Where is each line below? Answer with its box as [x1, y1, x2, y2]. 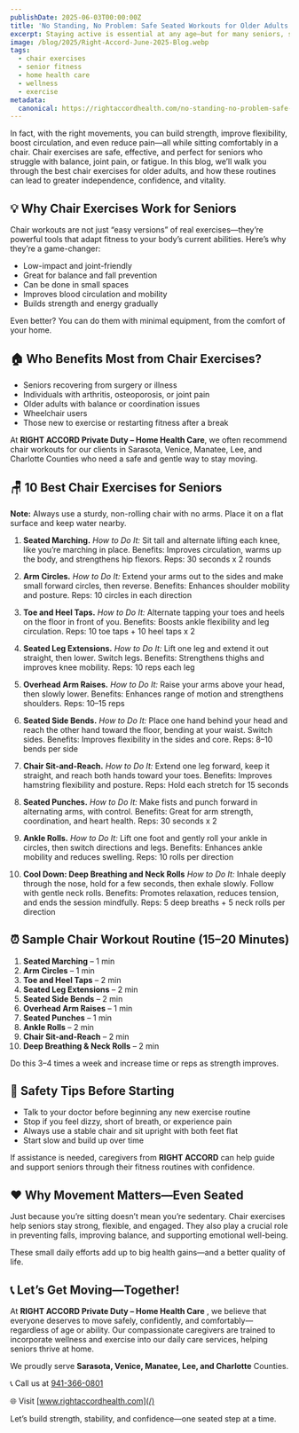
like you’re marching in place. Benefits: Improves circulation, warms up [22, 544, 282, 555]
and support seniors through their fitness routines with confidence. [10, 1161, 256, 1172]
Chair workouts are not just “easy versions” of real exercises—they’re [10, 224, 264, 235]
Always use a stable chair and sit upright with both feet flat [22, 1126, 239, 1137]
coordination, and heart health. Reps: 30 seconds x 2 [22, 815, 217, 826]
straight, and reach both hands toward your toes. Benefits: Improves [22, 769, 273, 781]
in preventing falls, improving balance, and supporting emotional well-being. [10, 1230, 288, 1240]
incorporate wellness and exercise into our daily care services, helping [10, 1334, 269, 1344]
